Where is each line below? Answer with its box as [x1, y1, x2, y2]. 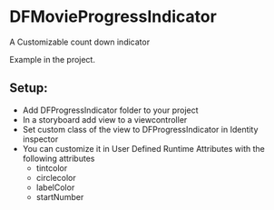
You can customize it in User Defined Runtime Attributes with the [22, 143, 265, 154]
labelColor [35, 182, 75, 193]
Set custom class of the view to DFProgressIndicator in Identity [22, 124, 259, 135]
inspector [22, 134, 59, 145]
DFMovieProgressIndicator [9, 6, 218, 27]
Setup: [9, 80, 48, 96]
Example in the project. [9, 54, 95, 65]
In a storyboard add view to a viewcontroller [22, 114, 188, 125]
